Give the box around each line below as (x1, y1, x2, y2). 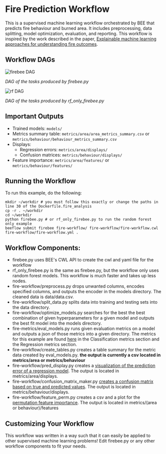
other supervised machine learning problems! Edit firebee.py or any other (5, 438, 155, 444)
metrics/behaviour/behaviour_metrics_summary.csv (12, 137, 117, 142)
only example (5, 222, 32, 227)
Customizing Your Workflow (5, 419, 94, 428)
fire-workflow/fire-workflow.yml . (5, 230, 79, 235)
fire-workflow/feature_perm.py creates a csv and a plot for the (12, 394, 140, 400)
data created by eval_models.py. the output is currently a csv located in (12, 352, 161, 358)
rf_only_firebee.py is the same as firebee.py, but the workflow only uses (12, 267, 159, 273)
